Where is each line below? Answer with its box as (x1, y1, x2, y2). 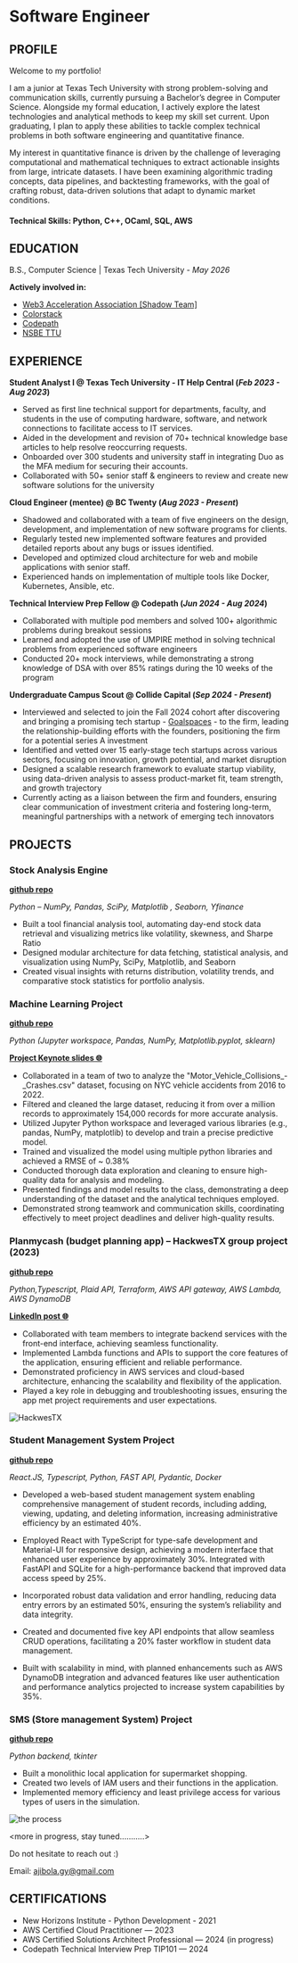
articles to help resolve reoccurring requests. (21, 442, 188, 452)
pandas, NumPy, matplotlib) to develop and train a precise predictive (21, 1127, 274, 1139)
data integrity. (21, 1609, 74, 1619)
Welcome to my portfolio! (9, 65, 102, 76)
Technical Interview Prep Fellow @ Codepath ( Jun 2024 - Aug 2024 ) (9, 598, 268, 609)
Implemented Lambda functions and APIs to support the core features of (21, 1347, 289, 1358)
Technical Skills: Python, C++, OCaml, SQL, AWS (9, 215, 193, 226)
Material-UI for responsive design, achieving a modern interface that (21, 1544, 274, 1554)
